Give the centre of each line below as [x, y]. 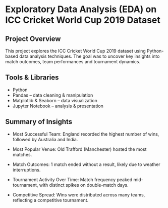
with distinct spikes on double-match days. [84, 185]
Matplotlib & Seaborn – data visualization [55, 100]
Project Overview [33, 39]
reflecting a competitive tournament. [50, 200]
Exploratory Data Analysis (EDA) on [81, 9]
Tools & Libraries [32, 78]
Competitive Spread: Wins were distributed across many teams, [79, 195]
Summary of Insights [39, 122]
